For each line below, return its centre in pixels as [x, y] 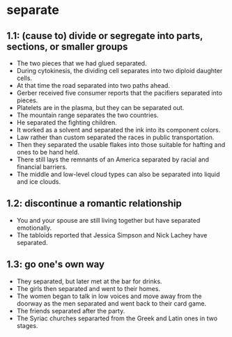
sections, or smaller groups [67, 46]
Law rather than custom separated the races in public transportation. [115, 137]
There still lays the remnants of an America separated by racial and [113, 159]
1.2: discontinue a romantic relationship [94, 204]
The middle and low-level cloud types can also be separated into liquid [118, 174]
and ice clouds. [38, 182]
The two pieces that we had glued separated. [82, 63]
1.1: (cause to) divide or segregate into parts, [105, 36]
